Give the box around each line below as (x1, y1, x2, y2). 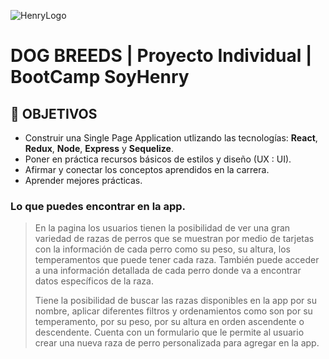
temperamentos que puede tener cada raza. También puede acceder (34, 254, 320, 266)
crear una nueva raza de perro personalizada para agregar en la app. (34, 337, 320, 349)
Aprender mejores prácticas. (24, 175, 143, 186)
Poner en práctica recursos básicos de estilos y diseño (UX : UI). (24, 153, 292, 165)
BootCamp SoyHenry (10, 66, 190, 89)
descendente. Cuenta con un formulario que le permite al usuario (34, 326, 305, 339)
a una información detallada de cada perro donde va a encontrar (34, 265, 302, 277)
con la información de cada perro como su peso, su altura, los (34, 243, 291, 255)
